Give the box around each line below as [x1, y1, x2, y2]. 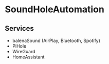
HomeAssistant [12, 54, 45, 60]
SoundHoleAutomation [5, 4, 105, 15]
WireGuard [12, 49, 35, 54]
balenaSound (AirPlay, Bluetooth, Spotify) [12, 37, 101, 44]
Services [5, 24, 34, 33]
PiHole [12, 43, 27, 49]
